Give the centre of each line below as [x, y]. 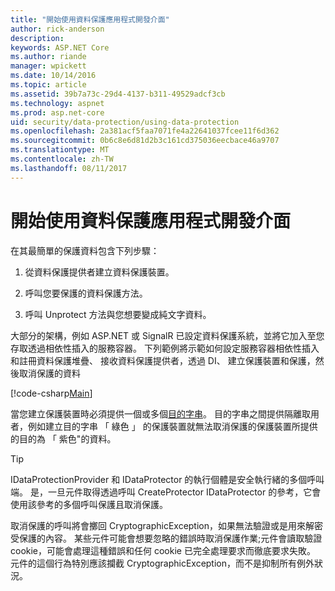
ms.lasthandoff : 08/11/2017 [69, 168]
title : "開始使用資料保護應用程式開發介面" [90, 19]
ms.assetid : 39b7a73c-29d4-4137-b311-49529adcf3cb [118, 94]
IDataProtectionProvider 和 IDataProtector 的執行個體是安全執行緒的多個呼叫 [167, 479]
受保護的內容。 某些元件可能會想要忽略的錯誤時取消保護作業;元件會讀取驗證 [166, 538]
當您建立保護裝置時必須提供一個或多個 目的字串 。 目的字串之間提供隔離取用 [165, 413]
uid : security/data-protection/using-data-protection [125, 122]
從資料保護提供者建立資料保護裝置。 [99, 272]
